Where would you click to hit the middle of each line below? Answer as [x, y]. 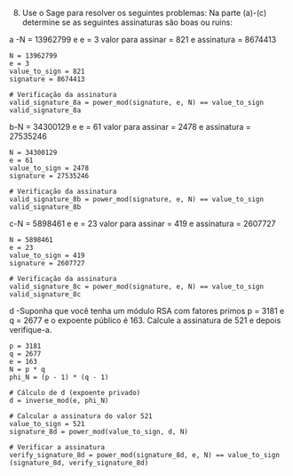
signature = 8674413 [48, 79]
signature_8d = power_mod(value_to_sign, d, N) [99, 432]
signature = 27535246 [49, 176]
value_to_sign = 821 [48, 71]
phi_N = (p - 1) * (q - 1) [59, 377]
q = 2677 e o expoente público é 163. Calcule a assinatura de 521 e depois [145, 320]
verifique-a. [31, 330]
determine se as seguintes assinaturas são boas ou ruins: [127, 22]
